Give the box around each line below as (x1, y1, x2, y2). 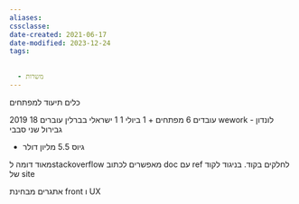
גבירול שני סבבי (9, 124, 63, 134)
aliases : (9, 13, 42, 23)
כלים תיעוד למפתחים (9, 97, 81, 107)
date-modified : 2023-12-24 (9, 38, 111, 48)
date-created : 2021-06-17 (9, 30, 107, 39)
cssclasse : (9, 22, 51, 31)
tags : (9, 47, 30, 56)
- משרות (17, 72, 44, 81)
